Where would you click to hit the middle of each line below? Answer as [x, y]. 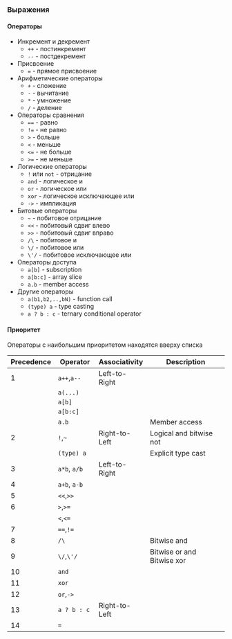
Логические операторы [52, 167]
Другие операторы [45, 291]
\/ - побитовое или [56, 248]
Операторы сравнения [51, 115]
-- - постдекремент [57, 56]
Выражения [28, 10]
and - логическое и [55, 181]
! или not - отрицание [59, 174]
